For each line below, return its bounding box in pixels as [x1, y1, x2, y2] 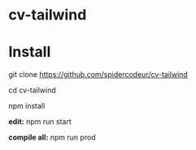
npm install [8, 101, 46, 111]
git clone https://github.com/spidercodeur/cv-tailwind [8, 70, 189, 79]
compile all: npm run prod [8, 132, 96, 143]
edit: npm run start [8, 117, 72, 126]
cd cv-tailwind [8, 85, 56, 95]
